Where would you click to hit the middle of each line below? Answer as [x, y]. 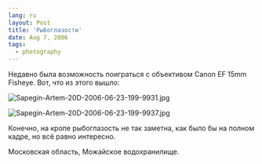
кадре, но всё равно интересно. [62, 137]
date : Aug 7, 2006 [38, 37]
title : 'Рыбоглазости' [45, 30]
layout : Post [29, 23]
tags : [17, 45]
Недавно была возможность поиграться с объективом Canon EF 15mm [127, 74]
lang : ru [22, 15]
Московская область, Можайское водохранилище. [94, 151]
